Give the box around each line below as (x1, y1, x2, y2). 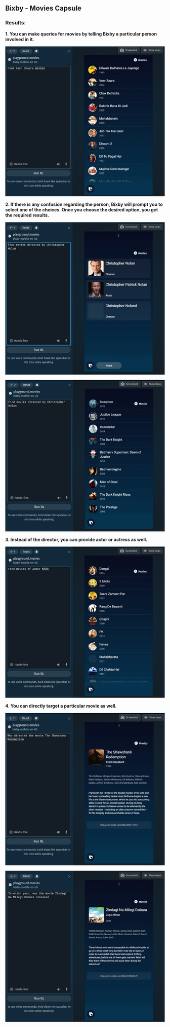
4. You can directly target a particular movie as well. (5, 703, 117, 709)
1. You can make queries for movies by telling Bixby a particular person (5, 30, 157, 37)
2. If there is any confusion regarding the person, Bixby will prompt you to (5, 201, 163, 207)
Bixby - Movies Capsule (5, 4, 82, 13)
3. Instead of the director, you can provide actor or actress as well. (5, 537, 148, 543)
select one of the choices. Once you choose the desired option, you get (5, 207, 158, 213)
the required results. (5, 212, 50, 218)
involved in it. (5, 36, 34, 42)
